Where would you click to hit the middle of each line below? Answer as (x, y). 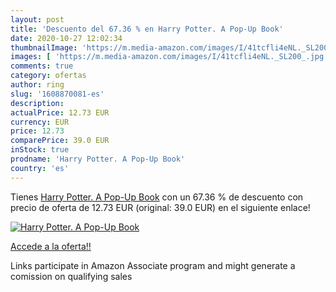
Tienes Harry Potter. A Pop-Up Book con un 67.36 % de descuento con (157, 197)
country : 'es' (40, 168)
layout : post (37, 19)
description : (37, 103)
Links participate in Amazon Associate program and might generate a (153, 265)
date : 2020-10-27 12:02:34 (66, 38)
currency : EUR (40, 122)
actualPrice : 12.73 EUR (60, 112)
